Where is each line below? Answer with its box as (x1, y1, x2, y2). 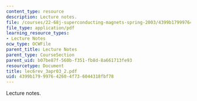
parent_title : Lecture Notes (6, 47, 77, 53)
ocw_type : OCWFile (6, 41, 51, 47)
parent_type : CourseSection (6, 52, 75, 58)
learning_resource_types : (6, 30, 69, 36)
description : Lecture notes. (6, 14, 77, 20)
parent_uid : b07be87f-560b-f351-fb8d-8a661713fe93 (6, 57, 133, 63)
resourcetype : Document (6, 62, 64, 69)
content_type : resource (6, 8, 64, 15)
